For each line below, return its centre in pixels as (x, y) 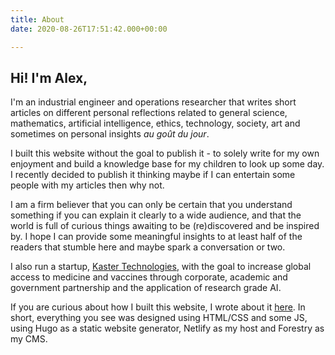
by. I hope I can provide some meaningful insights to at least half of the (156, 237)
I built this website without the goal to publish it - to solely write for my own (165, 153)
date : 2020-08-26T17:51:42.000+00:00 (89, 29)
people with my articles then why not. (87, 185)
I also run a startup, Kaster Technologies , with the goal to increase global (161, 267)
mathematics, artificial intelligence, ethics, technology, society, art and (155, 123)
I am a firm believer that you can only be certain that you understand (151, 205)
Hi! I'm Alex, (49, 77)
